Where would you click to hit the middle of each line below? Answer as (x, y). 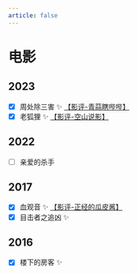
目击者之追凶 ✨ (44, 217)
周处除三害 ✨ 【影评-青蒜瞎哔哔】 (75, 107)
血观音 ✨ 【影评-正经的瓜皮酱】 (71, 207)
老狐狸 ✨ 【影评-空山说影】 (64, 116)
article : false (33, 15)
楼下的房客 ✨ (41, 262)
